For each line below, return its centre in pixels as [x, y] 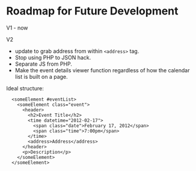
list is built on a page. [41, 76]
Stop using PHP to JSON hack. [53, 57]
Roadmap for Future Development [92, 11]
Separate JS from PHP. [43, 64]
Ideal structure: [25, 88]
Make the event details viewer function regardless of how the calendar [102, 70]
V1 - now [17, 28]
